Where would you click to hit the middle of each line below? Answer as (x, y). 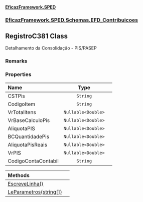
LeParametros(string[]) (35, 191)
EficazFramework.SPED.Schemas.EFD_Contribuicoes (71, 20)
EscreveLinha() (26, 183)
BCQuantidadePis (28, 136)
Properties (18, 74)
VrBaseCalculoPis (29, 120)
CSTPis (16, 96)
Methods (19, 175)
